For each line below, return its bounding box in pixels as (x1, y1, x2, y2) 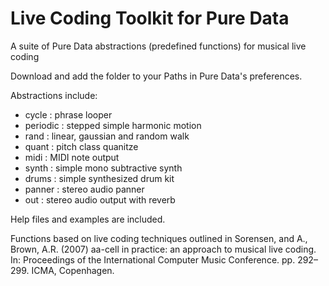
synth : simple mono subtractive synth (24, 162, 183, 174)
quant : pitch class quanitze (24, 140, 139, 152)
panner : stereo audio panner (24, 183, 145, 195)
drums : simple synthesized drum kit (24, 172, 175, 184)
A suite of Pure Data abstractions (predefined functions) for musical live (10, 40, 307, 52)
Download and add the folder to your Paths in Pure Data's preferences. (10, 70, 303, 82)
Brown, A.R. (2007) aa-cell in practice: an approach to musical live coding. (10, 243, 317, 255)
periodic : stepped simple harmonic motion (24, 119, 202, 131)
